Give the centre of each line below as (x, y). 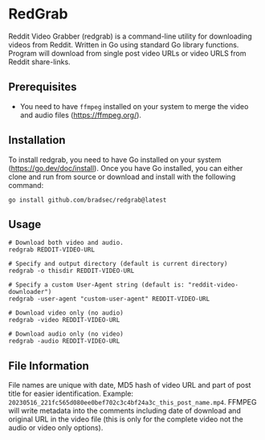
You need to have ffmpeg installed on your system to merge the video (134, 106)
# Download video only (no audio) (66, 313)
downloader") (30, 292)
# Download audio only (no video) (66, 334)
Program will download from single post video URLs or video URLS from (127, 53)
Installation (37, 140)
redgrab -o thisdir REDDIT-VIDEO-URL (71, 271)
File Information (49, 366)
